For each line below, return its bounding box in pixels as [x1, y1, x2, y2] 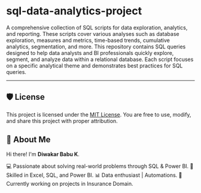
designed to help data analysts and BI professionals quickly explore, [6, 49, 174, 56]
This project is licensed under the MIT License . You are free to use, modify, [6, 111, 191, 118]
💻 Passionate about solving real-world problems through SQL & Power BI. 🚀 [6, 163, 194, 170]
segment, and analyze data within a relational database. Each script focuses [6, 56, 194, 63]
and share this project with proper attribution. [6, 117, 118, 124]
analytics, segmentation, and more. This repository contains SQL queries [6, 43, 186, 50]
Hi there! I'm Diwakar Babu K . [6, 151, 80, 158]
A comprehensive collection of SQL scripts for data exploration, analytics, [6, 24, 188, 31]
